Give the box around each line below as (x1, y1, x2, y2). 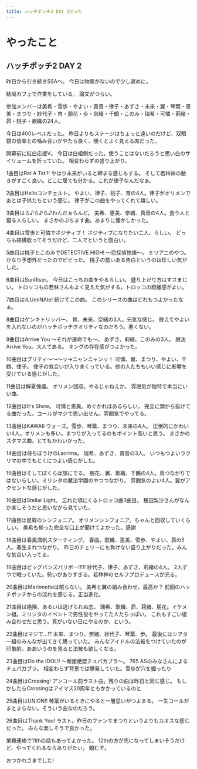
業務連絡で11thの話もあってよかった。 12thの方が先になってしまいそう (6, 737, 175, 744)
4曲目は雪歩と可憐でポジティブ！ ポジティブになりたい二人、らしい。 (6, 229, 175, 236)
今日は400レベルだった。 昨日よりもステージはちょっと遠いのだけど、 (6, 130, 176, 137)
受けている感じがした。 (6, 370, 63, 377)
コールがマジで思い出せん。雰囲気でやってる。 (36, 410, 150, 417)
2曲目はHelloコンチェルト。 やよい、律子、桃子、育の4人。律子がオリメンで (6, 189, 191, 196)
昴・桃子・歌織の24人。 (6, 117, 64, 124)
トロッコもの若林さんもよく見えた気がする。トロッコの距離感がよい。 (17, 283, 188, 290)
